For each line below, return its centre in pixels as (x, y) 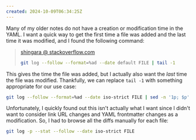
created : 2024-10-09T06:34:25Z (44, 11)
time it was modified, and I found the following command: (75, 40)
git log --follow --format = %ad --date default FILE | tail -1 (98, 63)
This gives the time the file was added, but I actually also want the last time (97, 74)
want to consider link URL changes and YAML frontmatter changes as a (92, 114)
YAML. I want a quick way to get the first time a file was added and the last (96, 34)
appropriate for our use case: (41, 86)
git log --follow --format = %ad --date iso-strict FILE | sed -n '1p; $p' (98, 97)
